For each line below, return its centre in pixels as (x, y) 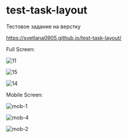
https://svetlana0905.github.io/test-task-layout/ (64, 38)
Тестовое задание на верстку (43, 26)
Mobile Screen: (24, 95)
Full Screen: (21, 49)
